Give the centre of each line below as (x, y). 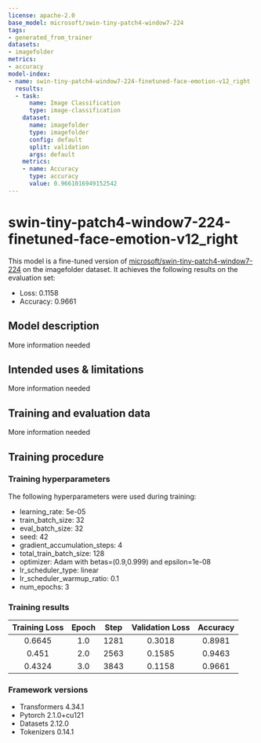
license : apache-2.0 (42, 15)
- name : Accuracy (51, 169)
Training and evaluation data (79, 413)
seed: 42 (34, 536)
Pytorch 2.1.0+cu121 (51, 715)
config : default (55, 140)
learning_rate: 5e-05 (53, 511)
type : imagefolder (59, 132)
